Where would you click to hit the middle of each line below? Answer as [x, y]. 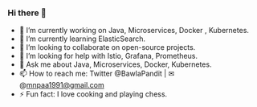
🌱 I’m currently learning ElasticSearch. [82, 39]
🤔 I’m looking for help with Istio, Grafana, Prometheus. [108, 56]
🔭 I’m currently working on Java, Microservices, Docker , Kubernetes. [134, 31]
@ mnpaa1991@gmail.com [62, 85]
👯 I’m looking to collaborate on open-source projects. [107, 47]
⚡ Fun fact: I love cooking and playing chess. [93, 94]
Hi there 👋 [27, 13]
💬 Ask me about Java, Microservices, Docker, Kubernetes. [115, 64]
